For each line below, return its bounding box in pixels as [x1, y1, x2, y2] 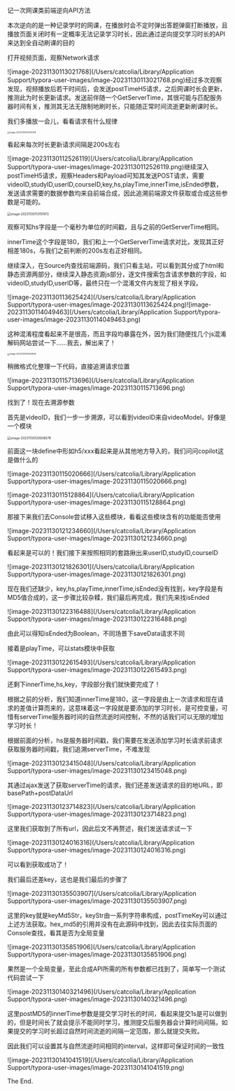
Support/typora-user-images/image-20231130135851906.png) [7, 950, 187, 958]
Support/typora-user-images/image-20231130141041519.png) [7, 1063, 185, 1071]
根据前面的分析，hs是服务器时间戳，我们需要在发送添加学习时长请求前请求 [7, 736, 222, 744]
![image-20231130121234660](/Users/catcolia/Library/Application [7, 526, 197, 535]
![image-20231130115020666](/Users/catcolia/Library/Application [7, 469, 196, 478]
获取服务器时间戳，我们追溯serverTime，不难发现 [7, 744, 150, 753]
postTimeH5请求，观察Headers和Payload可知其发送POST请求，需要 [7, 171, 205, 180]
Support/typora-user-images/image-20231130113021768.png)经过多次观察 [7, 76, 222, 84]
